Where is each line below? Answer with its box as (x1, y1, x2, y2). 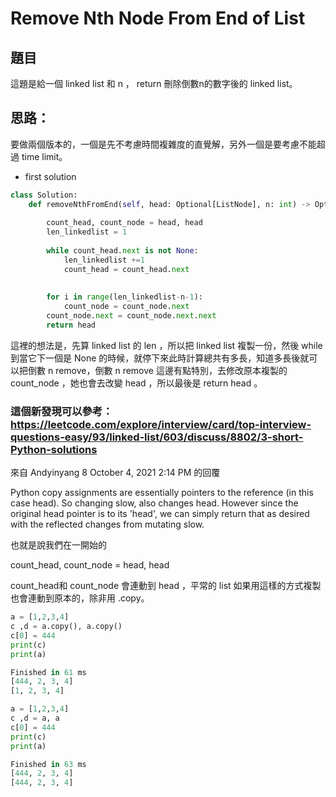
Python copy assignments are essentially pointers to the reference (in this (10, 487, 314, 499)
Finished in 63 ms (10, 759, 87, 769)
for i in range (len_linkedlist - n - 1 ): (46, 292, 203, 302)
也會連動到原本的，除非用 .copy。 (10, 592, 150, 604)
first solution (24, 170, 77, 182)
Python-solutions (10, 442, 98, 456)
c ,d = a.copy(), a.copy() (10, 622, 123, 632)
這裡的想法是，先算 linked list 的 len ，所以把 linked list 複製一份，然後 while (10, 339, 323, 351)
